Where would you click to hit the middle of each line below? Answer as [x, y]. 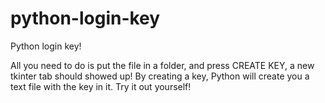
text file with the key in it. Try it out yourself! [101, 86]
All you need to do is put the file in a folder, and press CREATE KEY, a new [162, 65]
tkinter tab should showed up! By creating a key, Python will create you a [160, 76]
